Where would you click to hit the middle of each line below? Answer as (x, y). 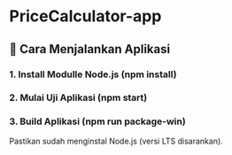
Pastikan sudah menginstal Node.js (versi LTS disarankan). (116, 141)
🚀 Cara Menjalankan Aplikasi (90, 49)
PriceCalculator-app (85, 16)
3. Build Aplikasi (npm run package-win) (97, 121)
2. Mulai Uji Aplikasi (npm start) (78, 97)
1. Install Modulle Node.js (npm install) (93, 74)
